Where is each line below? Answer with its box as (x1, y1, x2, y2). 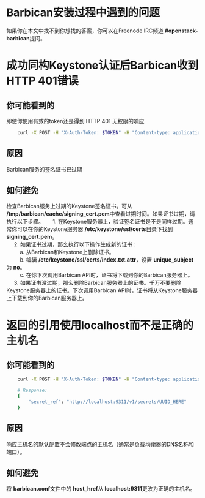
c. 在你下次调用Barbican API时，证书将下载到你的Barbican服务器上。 (20, 271, 193, 279)
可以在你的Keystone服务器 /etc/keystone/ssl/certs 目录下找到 (16, 225, 173, 233)
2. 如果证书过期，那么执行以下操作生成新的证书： (13, 241, 138, 248)
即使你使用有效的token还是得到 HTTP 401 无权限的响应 (6, 117, 145, 124)
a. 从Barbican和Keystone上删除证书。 (20, 249, 115, 256)
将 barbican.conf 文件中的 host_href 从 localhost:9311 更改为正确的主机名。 (6, 485, 196, 492)
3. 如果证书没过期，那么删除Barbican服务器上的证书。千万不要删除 (13, 279, 182, 287)
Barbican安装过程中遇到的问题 (6, 6, 160, 20)
